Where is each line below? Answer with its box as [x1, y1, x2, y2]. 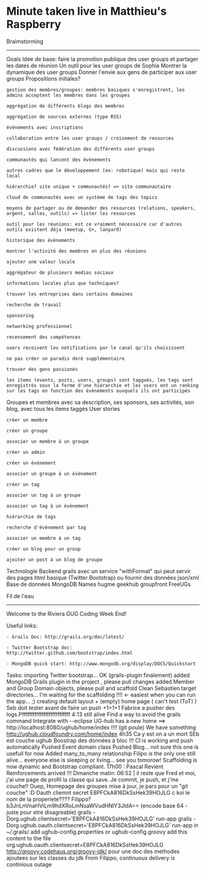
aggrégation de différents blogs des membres [6, 103, 124, 109]
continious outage [6, 860, 52, 868]
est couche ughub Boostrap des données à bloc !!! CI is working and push [6, 736, 193, 744]
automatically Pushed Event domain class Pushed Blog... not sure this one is [6, 743, 199, 751]
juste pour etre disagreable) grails [6, 808, 92, 816]
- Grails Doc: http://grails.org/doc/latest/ [6, 634, 124, 640]
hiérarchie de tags [6, 513, 56, 520]
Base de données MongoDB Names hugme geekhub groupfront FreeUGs [6, 580, 191, 588]
